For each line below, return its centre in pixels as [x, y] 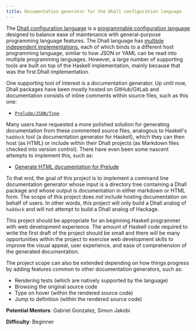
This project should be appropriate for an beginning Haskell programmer [93, 220]
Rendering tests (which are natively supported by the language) [91, 280]
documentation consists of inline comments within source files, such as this [97, 95]
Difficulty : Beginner [30, 322]
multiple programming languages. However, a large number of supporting [94, 59]
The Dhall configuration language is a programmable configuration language [98, 28]
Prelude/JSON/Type [37, 113]
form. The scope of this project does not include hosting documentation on [97, 196]
